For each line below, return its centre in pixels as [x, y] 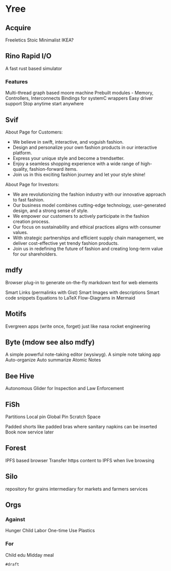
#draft [12, 564]
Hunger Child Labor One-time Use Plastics [50, 531]
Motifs [16, 314]
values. [20, 232]
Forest [16, 448]
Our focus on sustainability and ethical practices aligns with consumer [87, 227]
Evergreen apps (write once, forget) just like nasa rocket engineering [78, 326]
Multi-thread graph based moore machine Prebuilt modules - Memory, [79, 93]
